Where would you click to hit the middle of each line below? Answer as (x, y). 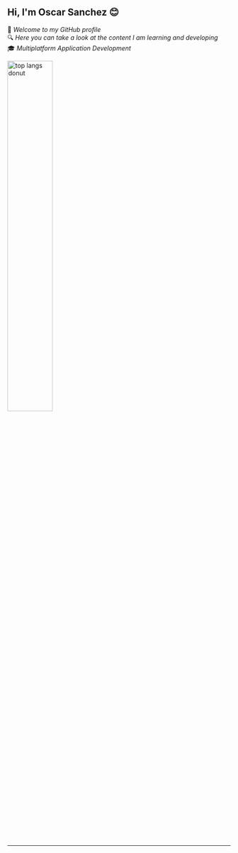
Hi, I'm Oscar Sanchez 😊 (63, 12)
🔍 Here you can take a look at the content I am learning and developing (113, 37)
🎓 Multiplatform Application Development (69, 48)
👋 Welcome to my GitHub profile (54, 29)
